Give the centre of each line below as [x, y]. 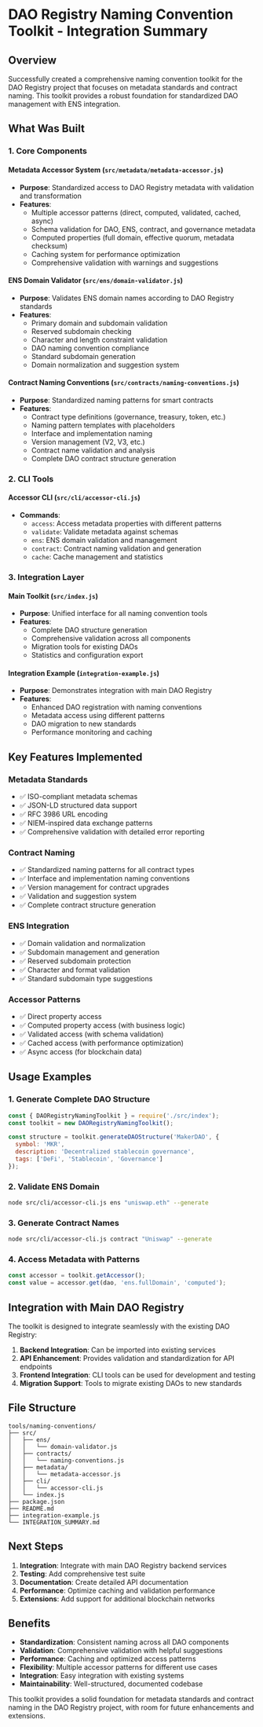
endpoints [36, 1366]
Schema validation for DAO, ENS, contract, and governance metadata [143, 229]
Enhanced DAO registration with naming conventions [117, 707]
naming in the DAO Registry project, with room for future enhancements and [131, 1707]
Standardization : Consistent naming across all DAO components [124, 1642]
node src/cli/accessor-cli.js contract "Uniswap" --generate [110, 1239]
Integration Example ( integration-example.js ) [84, 673]
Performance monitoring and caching [92, 732]
